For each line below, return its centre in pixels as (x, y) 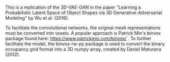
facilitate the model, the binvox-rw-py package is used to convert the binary (85, 44)
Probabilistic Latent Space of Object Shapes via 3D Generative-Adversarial (84, 13)
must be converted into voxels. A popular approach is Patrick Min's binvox (83, 33)
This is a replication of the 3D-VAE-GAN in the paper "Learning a (73, 7)
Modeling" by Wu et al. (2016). (37, 18)
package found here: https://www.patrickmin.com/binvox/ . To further (78, 38)
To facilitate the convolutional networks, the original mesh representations (83, 28)
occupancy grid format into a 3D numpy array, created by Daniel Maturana (83, 49)
